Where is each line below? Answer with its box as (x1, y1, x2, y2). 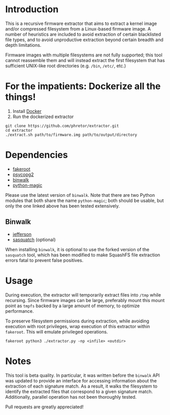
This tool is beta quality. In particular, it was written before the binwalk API (5, 372, 160, 378)
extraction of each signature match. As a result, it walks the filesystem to (5, 383, 158, 389)
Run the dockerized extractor (12, 113, 74, 120)
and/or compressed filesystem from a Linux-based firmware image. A (5, 25, 151, 32)
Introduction (5, 4, 59, 15)
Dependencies (5, 149, 68, 161)
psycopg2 (12, 171, 34, 177)
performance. (5, 308, 34, 314)
